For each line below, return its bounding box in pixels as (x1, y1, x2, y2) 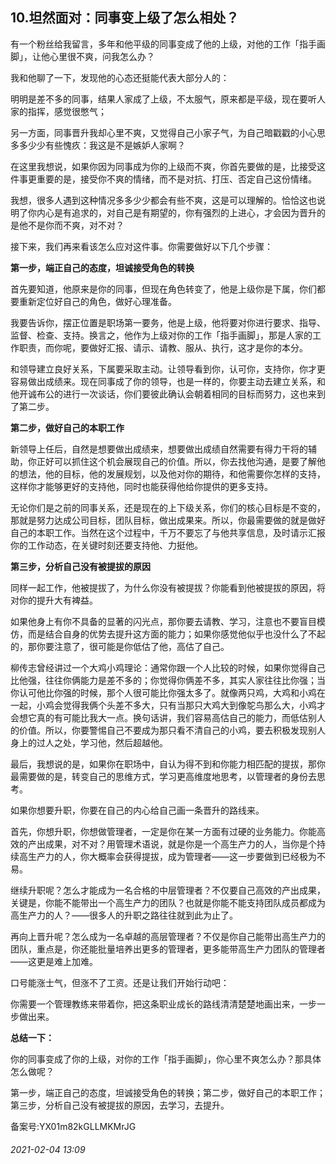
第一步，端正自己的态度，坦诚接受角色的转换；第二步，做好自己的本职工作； (10, 1086, 326, 1098)
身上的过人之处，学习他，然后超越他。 (10, 736, 168, 748)
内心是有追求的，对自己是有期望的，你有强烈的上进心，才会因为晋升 (36, 206, 317, 218)
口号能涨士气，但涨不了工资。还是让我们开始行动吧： (10, 976, 230, 988)
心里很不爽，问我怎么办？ (49, 50, 155, 62)
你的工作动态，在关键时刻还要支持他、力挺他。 (10, 539, 203, 551)
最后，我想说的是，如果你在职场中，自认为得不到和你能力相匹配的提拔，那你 (10, 758, 326, 770)
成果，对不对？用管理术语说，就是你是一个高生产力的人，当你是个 (44, 838, 317, 850)
